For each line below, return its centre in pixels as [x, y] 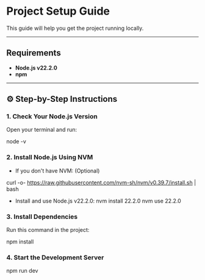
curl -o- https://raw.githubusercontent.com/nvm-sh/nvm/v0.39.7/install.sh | [101, 182]
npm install [20, 242]
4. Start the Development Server [55, 257]
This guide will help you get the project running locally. [75, 28]
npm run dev [22, 271]
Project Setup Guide [58, 11]
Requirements [34, 53]
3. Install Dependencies [42, 217]
